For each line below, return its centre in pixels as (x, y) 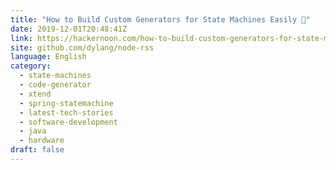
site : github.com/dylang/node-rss (82, 47)
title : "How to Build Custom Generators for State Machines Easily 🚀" (160, 19)
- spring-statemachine (66, 103)
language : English (48, 57)
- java (33, 131)
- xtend (35, 94)
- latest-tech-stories (66, 112)
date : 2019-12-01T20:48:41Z (69, 29)
